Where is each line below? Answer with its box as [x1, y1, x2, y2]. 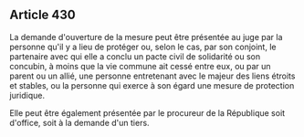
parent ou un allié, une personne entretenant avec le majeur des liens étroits [9, 70, 296, 81]
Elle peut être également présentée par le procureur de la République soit [9, 107, 286, 118]
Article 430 [9, 7, 76, 23]
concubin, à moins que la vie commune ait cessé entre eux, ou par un [9, 60, 271, 71]
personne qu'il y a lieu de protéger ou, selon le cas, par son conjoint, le [9, 41, 277, 52]
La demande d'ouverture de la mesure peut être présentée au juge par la [9, 31, 283, 42]
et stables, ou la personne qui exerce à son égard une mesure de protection [9, 79, 295, 90]
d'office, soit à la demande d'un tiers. [9, 117, 150, 128]
